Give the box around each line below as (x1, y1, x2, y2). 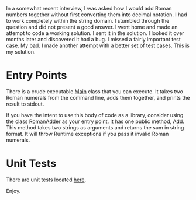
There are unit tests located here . (6, 176, 87, 183)
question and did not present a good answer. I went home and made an (6, 23, 178, 30)
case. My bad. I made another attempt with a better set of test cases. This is (6, 42, 190, 49)
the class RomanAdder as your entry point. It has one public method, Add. (6, 118, 184, 125)
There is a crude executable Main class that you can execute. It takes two (6, 87, 183, 95)
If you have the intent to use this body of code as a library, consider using (6, 111, 184, 118)
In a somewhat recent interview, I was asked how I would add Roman (6, 5, 172, 12)
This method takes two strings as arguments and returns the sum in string (6, 124, 184, 131)
